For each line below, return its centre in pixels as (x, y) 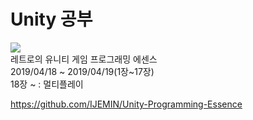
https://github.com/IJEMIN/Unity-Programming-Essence (126, 104)
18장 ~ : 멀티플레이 (47, 84)
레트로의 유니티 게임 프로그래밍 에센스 (84, 59)
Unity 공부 (51, 19)
